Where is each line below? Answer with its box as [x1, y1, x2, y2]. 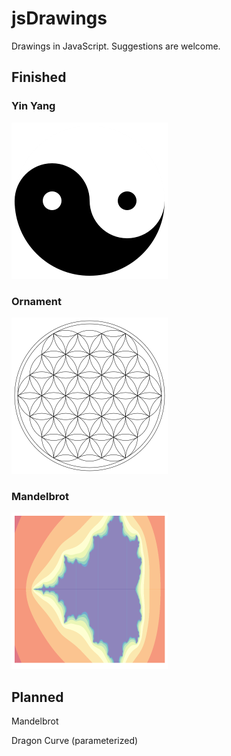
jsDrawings [11, 7, 108, 30]
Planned [11, 688, 64, 706]
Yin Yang [11, 99, 56, 113]
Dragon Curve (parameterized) [11, 735, 139, 747]
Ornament [11, 294, 62, 308]
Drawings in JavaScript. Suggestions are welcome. [11, 40, 221, 52]
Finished [11, 69, 67, 86]
